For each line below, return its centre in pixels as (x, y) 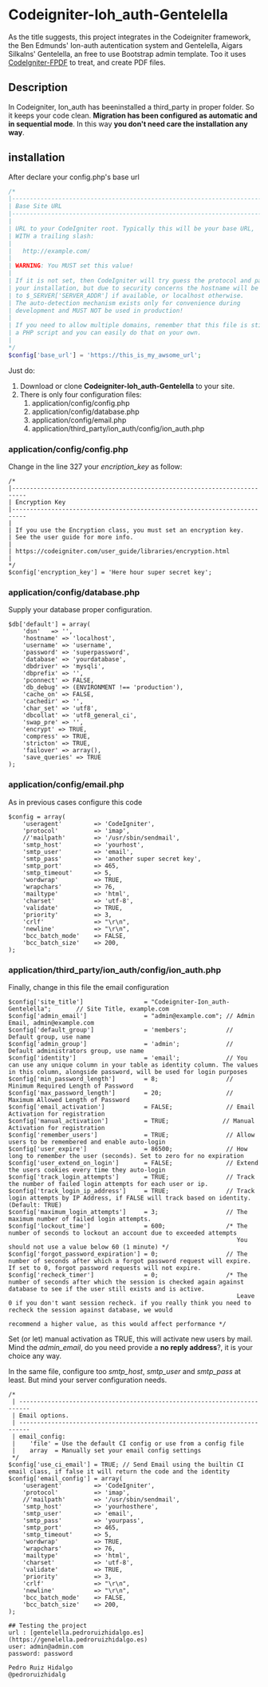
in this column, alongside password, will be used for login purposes (128, 1072)
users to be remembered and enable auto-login (87, 1142)
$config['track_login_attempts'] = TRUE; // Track (132, 1177)
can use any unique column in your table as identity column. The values (134, 1065)
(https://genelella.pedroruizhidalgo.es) (78, 1639)
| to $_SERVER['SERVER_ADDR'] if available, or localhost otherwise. (126, 295)
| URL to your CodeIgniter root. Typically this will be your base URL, (132, 228)
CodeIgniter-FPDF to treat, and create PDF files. (87, 62)
